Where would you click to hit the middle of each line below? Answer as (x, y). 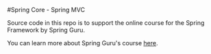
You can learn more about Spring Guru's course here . (83, 43)
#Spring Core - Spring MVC (46, 10)
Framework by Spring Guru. (46, 30)
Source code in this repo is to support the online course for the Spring (106, 23)
